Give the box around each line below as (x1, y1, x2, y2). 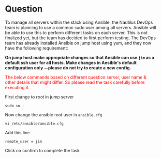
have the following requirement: (5, 45, 69, 51)
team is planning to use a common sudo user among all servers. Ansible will (5, 24, 156, 30)
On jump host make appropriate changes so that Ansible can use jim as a (5, 54, 155, 60)
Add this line (5, 129, 30, 135)
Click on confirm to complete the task (5, 147, 80, 153)
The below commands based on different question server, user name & (5, 74, 146, 80)
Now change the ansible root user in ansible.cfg (5, 111, 102, 117)
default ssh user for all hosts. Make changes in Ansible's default (5, 60, 137, 65)
